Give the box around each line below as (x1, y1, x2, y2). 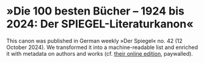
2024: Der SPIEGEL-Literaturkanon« (6, 17, 194, 31)
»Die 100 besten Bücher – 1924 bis (6, 4, 184, 18)
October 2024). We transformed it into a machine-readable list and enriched (6, 44, 199, 51)
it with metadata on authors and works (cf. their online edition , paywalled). (6, 50, 194, 57)
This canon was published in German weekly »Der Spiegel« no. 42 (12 (6, 37, 183, 44)
